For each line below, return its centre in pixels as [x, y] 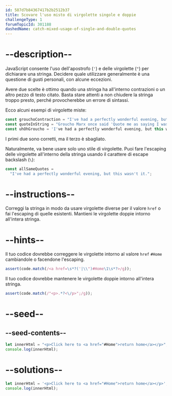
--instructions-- [40, 194]
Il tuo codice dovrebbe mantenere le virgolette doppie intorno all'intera [80, 279]
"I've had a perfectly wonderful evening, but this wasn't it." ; [81, 174]
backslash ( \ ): [20, 160]
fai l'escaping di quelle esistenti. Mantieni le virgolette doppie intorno [78, 214]
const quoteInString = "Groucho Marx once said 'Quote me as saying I [82, 124]
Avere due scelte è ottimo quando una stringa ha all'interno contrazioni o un [85, 90]
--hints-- [25, 240]
